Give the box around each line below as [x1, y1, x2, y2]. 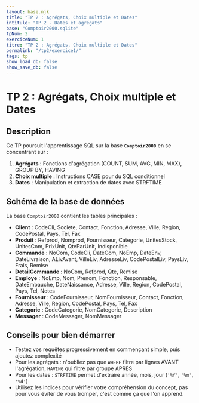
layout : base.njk [6, 8, 50, 15]
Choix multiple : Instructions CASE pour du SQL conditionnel [14, 173, 166, 180]
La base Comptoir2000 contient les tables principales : [6, 213, 137, 220]
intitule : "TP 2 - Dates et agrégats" [6, 20, 103, 26]
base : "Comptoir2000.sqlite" [6, 25, 79, 32]
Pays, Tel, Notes [14, 287, 56, 294]
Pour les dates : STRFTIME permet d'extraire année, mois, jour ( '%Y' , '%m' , [14, 371, 194, 378]
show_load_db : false [6, 59, 58, 64]
